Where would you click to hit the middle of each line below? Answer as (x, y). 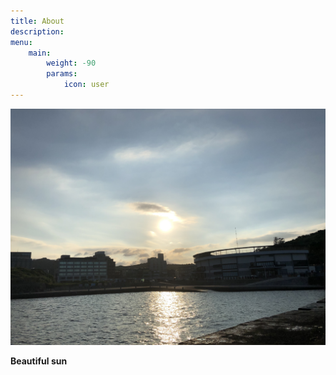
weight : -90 (71, 63)
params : (62, 74)
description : (37, 31)
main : (40, 53)
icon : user (86, 85)
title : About (37, 21)
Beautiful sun (39, 361)
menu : (21, 42)
